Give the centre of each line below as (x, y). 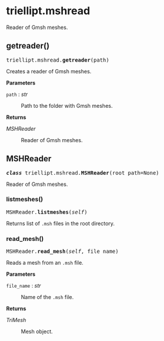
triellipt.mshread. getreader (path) (58, 60)
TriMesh (16, 320)
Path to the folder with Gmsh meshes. (67, 105)
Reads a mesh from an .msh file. (45, 263)
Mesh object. (37, 332)
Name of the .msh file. (47, 297)
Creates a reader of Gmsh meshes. (49, 71)
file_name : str (24, 286)
